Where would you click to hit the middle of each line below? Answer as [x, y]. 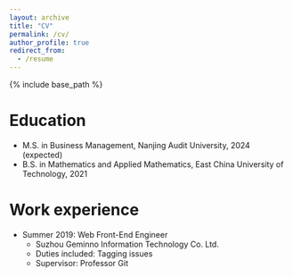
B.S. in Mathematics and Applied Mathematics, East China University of [153, 164]
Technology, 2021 [55, 173]
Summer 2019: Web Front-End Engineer [95, 234]
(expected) [42, 155]
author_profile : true [49, 42]
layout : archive [39, 17]
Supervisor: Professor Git [82, 263]
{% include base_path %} [56, 84]
